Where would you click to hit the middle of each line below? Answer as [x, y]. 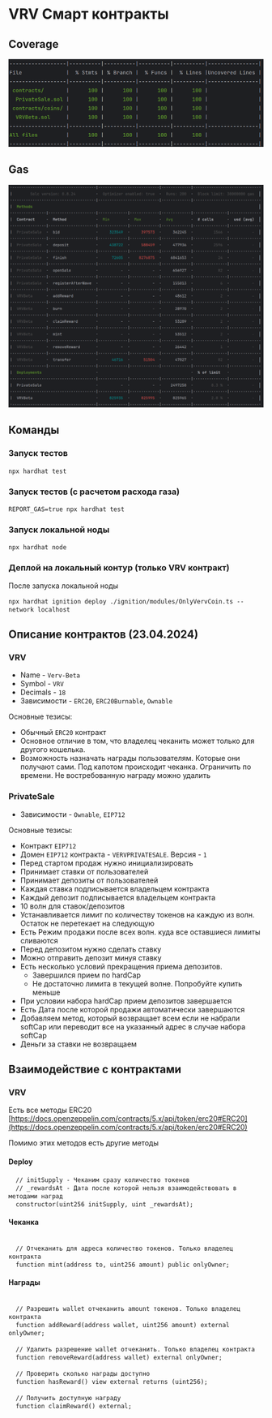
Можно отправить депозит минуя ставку [91, 957]
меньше [46, 992]
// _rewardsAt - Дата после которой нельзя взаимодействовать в [126, 1188]
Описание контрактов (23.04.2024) [103, 635]
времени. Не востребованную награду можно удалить [115, 776]
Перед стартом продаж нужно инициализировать [106, 863]
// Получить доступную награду [68, 1398]
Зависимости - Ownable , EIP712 [72, 814]
